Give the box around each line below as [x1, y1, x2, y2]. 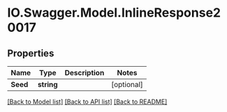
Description [64, 68, 105, 77]
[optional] [110, 80, 143, 89]
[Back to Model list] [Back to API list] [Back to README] [7, 97, 168, 106]
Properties [7, 47, 54, 59]
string [37, 80, 58, 89]
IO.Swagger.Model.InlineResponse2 [7, 5, 221, 21]
